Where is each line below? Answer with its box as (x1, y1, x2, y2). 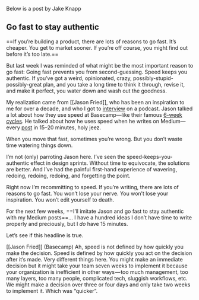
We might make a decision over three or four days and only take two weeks (6, 281, 191, 288)
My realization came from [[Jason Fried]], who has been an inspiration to (6, 98, 185, 106)
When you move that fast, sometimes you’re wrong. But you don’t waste (6, 135, 183, 142)
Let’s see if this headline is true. (6, 231, 84, 239)
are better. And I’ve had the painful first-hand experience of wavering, (6, 165, 178, 173)
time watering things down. (6, 142, 73, 149)
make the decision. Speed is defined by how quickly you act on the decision (6, 249, 192, 257)
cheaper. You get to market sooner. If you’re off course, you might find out (6, 44, 188, 51)
